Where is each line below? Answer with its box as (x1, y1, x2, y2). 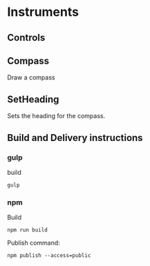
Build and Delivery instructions (7, 132, 143, 144)
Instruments (7, 4, 79, 20)
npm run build (7, 227, 48, 234)
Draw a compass (7, 73, 55, 82)
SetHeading (7, 93, 59, 105)
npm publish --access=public (7, 252, 91, 259)
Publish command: (7, 239, 60, 247)
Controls (7, 32, 46, 44)
